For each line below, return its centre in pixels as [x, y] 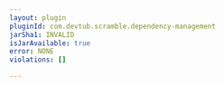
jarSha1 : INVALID [42, 34]
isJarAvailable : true [50, 43]
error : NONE [32, 52]
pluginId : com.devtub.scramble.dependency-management [113, 26]
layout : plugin [38, 18]
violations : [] [38, 60]
